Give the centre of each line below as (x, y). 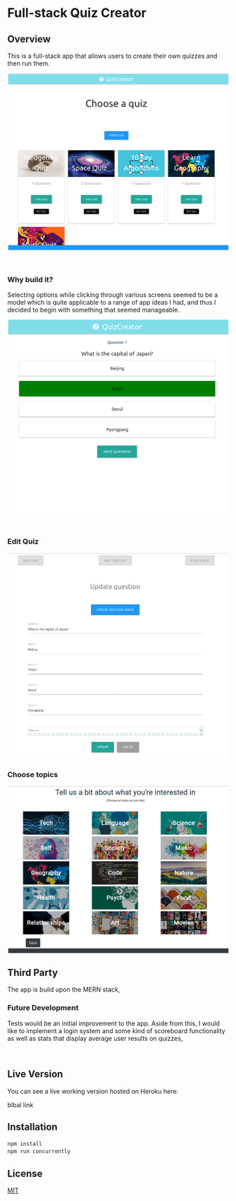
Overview (29, 39)
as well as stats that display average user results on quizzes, (95, 1038)
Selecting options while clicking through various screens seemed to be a (113, 295)
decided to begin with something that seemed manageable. (94, 310)
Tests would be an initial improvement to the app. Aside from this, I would (114, 1023)
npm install (25, 1144)
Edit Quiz (23, 542)
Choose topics (33, 774)
